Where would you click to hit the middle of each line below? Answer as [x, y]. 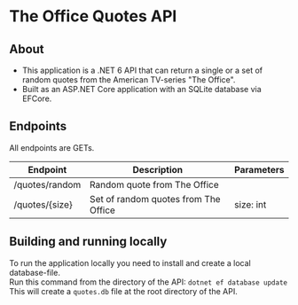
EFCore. [37, 98]
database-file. [35, 272]
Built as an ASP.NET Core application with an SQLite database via [141, 89]
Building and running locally [88, 242]
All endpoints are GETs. [52, 147]
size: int [251, 204]
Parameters [259, 169]
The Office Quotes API [93, 16]
